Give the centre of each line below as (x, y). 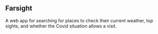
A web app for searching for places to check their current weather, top (79, 20)
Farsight (19, 8)
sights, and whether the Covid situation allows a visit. (61, 26)
